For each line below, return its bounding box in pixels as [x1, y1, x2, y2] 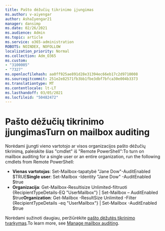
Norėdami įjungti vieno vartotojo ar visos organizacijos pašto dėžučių [5, 143, 146, 149]
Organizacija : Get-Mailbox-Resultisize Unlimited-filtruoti [12, 184, 127, 190]
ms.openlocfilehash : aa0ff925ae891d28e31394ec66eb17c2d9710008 [5, 72, 138, 77]
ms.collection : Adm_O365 [5, 53, 56, 58]
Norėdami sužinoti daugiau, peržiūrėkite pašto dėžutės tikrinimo [5, 215, 135, 221]
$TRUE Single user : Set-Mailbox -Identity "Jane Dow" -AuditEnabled [12, 174, 151, 180]
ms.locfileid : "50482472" [5, 95, 58, 100]
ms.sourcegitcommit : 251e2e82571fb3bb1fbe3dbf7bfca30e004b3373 [5, 76, 138, 81]
